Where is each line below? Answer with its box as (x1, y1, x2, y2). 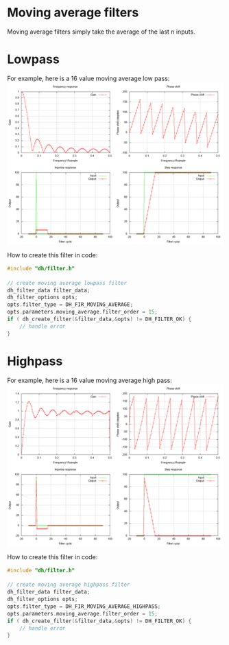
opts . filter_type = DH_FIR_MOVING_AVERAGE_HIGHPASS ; (7, 602, 161, 610)
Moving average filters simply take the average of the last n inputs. (7, 27, 195, 36)
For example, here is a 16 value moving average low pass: (7, 74, 170, 82)
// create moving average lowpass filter (7, 279, 128, 286)
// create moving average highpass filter (7, 581, 130, 588)
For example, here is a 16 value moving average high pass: (7, 376, 173, 384)
